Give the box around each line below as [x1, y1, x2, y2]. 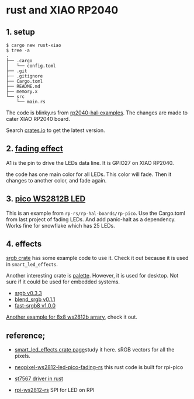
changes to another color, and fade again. [6, 177, 107, 184]
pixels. [14, 353, 31, 360]
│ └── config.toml [6, 63, 57, 69]
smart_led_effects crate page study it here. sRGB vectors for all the [14, 346, 175, 353]
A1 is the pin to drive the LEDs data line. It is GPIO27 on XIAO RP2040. [6, 159, 174, 166]
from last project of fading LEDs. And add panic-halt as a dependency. [6, 215, 176, 223]
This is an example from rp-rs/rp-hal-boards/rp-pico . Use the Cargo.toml [6, 209, 186, 217]
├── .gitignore [6, 73, 43, 79]
